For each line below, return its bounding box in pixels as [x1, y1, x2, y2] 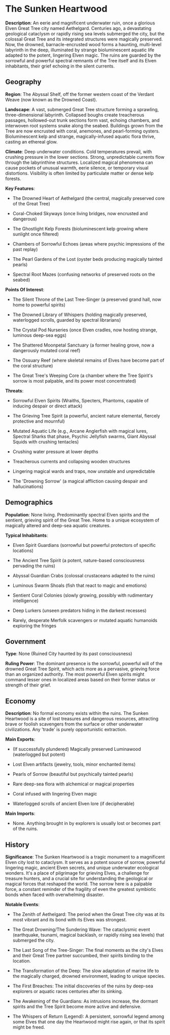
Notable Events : [5, 902, 40, 907]
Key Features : [5, 185, 36, 191]
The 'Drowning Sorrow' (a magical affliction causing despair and [12, 478, 148, 484]
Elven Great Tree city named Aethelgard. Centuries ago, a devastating [5, 25, 152, 31]
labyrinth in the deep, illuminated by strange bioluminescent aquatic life [5, 47, 155, 53]
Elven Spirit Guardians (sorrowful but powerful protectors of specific [12, 542, 156, 548]
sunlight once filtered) [12, 231, 59, 237]
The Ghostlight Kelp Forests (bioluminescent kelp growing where [12, 225, 148, 231]
